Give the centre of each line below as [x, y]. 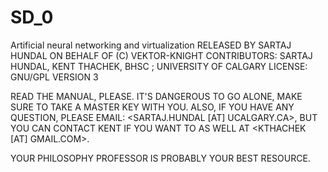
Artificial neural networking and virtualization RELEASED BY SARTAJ [151, 45]
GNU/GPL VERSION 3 [54, 77]
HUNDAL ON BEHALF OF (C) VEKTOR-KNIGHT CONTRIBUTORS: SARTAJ [161, 55]
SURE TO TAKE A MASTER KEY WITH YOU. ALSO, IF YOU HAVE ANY [152, 107]
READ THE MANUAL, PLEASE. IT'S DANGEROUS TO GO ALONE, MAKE [156, 96]
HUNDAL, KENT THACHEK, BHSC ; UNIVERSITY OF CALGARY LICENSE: [159, 66]
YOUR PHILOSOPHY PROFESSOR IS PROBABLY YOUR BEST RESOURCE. [160, 158]
